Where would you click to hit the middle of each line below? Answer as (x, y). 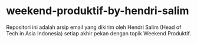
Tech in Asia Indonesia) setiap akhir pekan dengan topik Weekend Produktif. (99, 33)
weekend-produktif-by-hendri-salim (98, 11)
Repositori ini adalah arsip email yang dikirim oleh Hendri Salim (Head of (94, 27)
